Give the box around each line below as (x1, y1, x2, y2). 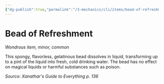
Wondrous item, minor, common (5, 44, 69, 50)
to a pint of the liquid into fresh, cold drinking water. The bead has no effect (5, 59, 157, 65)
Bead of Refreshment (5, 28, 93, 39)
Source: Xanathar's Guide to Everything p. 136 (5, 73, 99, 79)
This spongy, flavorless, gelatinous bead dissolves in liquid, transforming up (5, 53, 158, 59)
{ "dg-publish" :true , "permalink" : (5, 7, 73, 12)
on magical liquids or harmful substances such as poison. (5, 64, 121, 69)
